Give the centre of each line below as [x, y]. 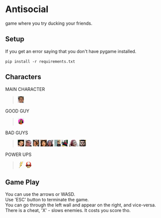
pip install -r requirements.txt [40, 62]
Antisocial [27, 9]
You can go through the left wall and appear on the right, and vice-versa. [80, 205]
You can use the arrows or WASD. [40, 194]
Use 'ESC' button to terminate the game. [47, 200]
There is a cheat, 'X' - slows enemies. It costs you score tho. [68, 210]
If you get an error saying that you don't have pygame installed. [71, 51]
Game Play [22, 182]
